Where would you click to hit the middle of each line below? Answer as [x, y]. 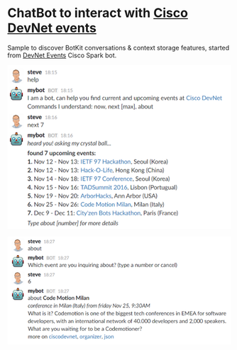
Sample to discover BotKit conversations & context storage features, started [118, 47]
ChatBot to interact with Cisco [98, 13]
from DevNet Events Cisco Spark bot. [62, 55]
